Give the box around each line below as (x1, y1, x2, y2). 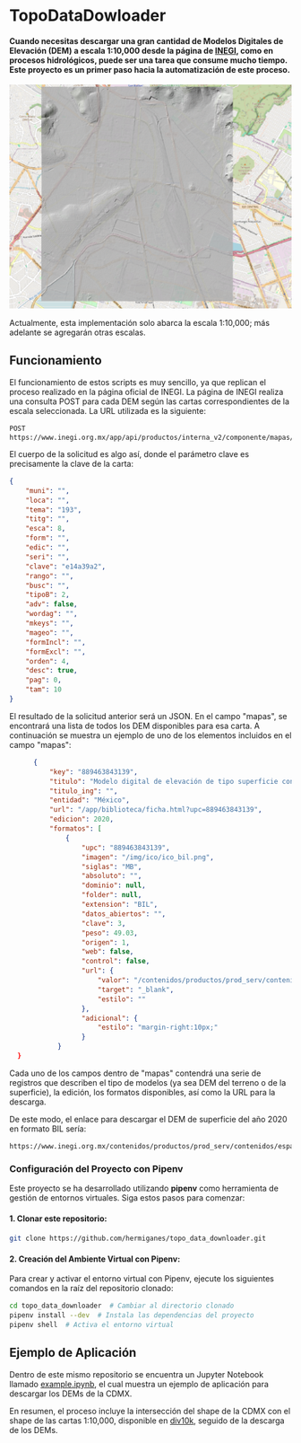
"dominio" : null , (81, 881, 146, 890)
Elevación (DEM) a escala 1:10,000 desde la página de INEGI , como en (9, 45, 274, 56)
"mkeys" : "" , (25, 619, 74, 628)
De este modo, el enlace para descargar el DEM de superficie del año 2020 (9, 1113, 288, 1124)
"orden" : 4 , (25, 656, 70, 665)
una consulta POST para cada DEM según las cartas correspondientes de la (9, 396, 289, 407)
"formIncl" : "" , (25, 638, 87, 647)
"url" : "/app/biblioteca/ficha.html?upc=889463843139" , (48, 805, 262, 814)
